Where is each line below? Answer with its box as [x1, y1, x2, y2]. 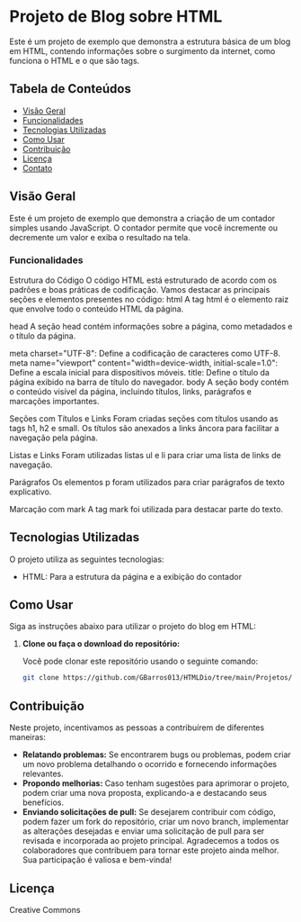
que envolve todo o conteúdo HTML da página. [9, 303, 184, 314]
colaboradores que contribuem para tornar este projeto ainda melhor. [22, 845, 279, 856]
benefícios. [22, 797, 65, 808]
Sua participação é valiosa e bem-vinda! [22, 854, 173, 865]
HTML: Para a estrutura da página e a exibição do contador [22, 571, 243, 582]
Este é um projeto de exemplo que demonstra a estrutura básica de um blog [9, 36, 291, 47]
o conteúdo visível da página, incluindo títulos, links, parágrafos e [9, 385, 252, 397]
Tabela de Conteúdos [9, 81, 132, 96]
